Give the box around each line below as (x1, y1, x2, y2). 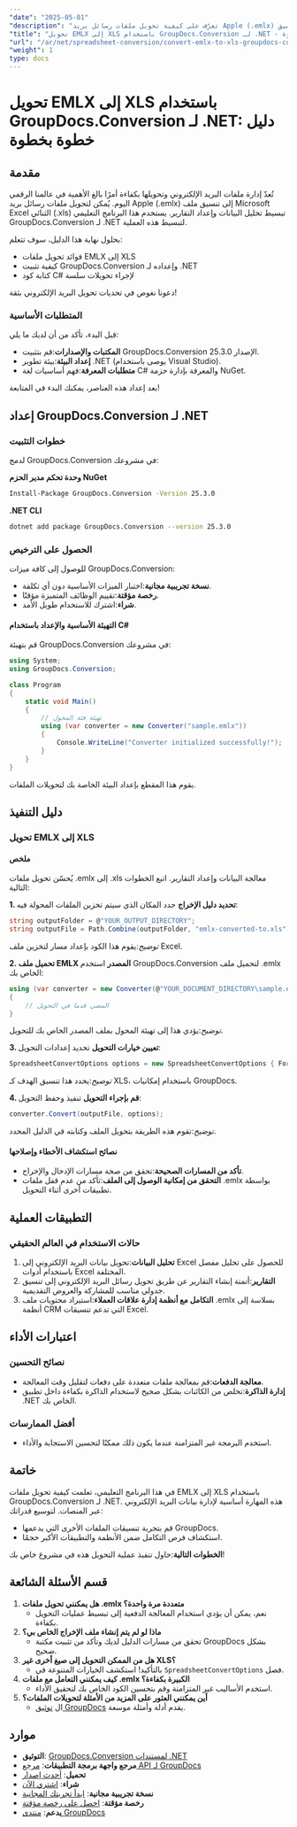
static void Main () (25, 697, 97, 706)
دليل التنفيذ (9, 805, 63, 819)
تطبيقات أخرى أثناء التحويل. (21, 1184, 112, 1196)
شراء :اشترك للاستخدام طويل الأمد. (21, 600, 137, 610)
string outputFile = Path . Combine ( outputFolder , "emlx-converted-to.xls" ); (9, 925, 294, 933)
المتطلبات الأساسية (9, 309, 82, 321)
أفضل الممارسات (9, 1417, 75, 1429)
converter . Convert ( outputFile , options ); (9, 1110, 164, 1119)
